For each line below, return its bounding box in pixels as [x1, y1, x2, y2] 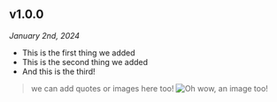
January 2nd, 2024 [9, 30, 81, 40]
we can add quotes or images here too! [30, 83, 174, 93]
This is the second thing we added [21, 56, 149, 67]
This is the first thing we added [21, 47, 135, 58]
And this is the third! [21, 66, 96, 76]
